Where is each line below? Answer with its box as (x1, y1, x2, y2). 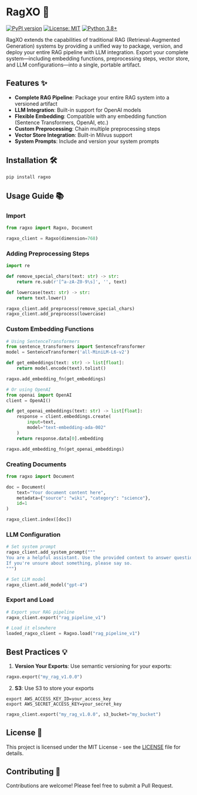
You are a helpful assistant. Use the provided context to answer (6, 555, 172, 561)
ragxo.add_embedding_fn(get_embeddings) (6, 376, 107, 382)
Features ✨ (6, 78, 47, 88)
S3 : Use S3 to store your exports (14, 684, 94, 691)
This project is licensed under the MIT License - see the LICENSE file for (6, 743, 181, 750)
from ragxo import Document (6, 473, 75, 479)
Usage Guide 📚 (6, 191, 64, 201)
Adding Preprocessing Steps (6, 250, 90, 258)
